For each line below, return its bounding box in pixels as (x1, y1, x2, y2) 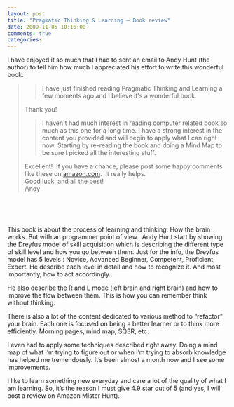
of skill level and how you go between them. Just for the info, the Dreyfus (7, 248, 219, 256)
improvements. (7, 363, 50, 372)
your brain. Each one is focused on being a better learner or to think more (7, 320, 219, 328)
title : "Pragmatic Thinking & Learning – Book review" (7, 17, 171, 24)
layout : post (7, 10, 46, 18)
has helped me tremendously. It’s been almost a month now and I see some (7, 356, 225, 364)
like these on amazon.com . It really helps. (24, 170, 146, 178)
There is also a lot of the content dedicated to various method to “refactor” (7, 312, 223, 321)
